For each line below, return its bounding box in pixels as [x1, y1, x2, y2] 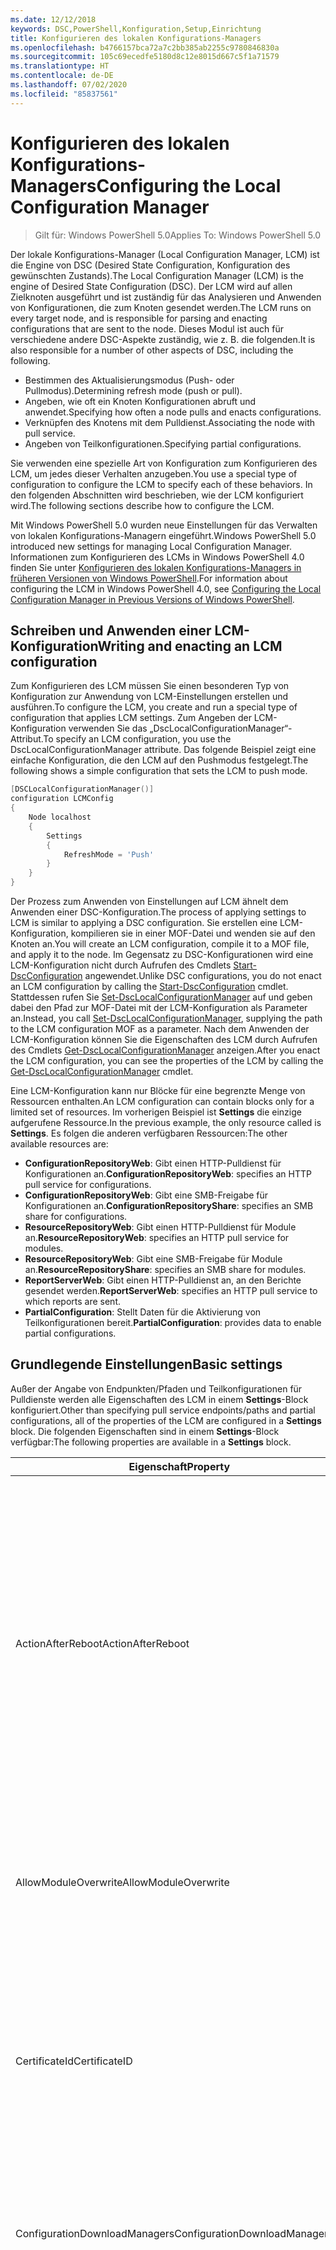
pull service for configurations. [24, 1179, 152, 1190]
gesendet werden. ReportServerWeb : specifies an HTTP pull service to [24, 1285, 318, 1296]
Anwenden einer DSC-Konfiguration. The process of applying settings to [10, 906, 307, 918]
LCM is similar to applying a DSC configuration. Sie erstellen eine [10, 917, 278, 928]
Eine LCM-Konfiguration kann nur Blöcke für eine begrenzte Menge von [10, 1085, 306, 1096]
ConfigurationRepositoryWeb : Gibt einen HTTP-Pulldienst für [24, 1157, 282, 1169]
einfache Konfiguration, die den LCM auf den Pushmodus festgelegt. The [10, 754, 309, 766]
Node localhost [28, 812, 92, 822]
